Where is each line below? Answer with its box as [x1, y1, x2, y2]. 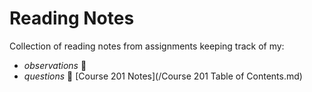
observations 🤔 [23, 59, 87, 71]
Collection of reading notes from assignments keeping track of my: [9, 40, 285, 52]
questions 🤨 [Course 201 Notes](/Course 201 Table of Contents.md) [23, 70, 303, 82]
